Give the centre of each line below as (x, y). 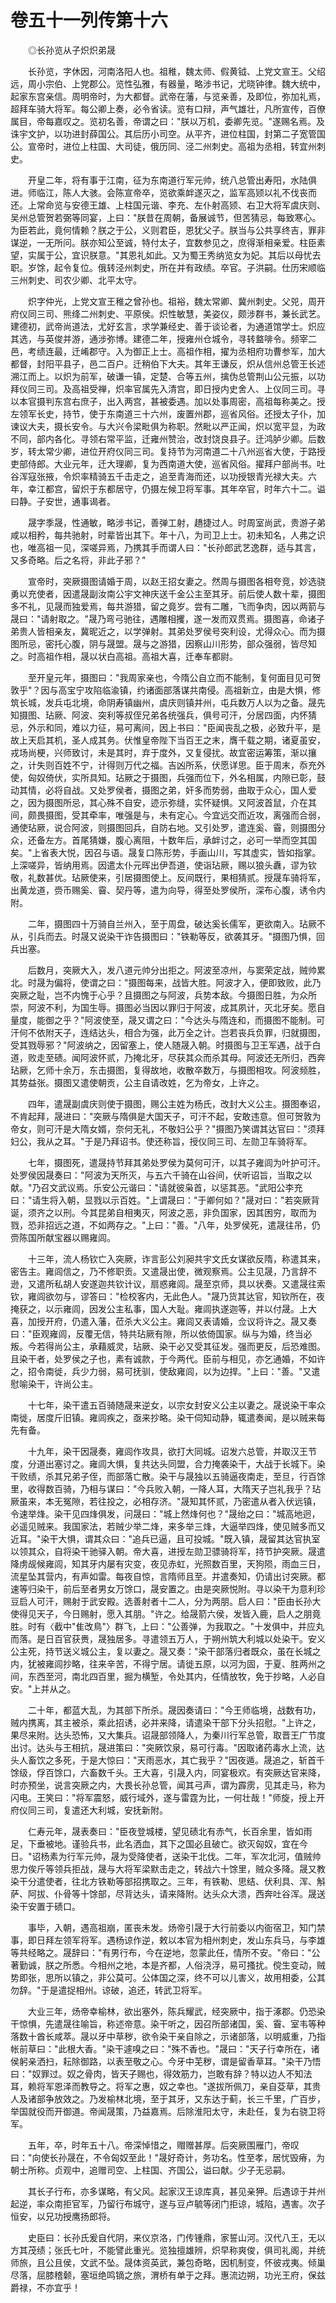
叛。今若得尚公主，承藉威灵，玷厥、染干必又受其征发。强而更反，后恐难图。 (168, 1346)
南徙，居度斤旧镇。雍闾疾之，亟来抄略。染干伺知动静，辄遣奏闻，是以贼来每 (168, 1417)
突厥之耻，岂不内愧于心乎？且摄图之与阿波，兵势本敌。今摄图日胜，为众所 (163, 995)
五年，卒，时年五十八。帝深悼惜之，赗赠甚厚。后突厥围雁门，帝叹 (163, 2145)
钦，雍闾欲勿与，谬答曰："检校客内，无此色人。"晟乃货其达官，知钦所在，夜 (168, 1296)
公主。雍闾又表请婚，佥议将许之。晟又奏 (233, 1321)
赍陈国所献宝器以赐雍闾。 (63, 1237)
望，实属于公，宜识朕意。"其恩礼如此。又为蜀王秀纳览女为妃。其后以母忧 (161, 255)
